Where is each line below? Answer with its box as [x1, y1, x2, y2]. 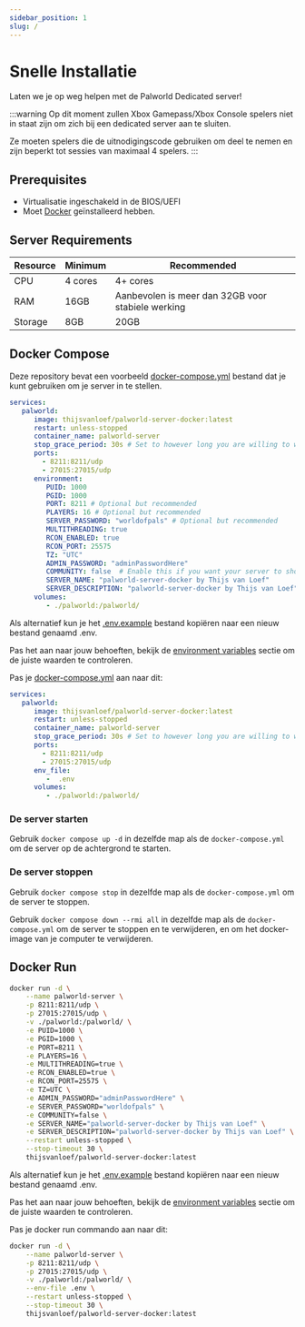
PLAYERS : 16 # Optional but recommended [45, 508, 202, 517]
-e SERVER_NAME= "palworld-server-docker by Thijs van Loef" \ [25, 1119, 266, 1129]
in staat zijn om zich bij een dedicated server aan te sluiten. [9, 118, 231, 129]
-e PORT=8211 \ [25, 1043, 84, 1052]
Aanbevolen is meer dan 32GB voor [114, 289, 268, 302]
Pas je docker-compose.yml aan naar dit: [9, 672, 163, 683]
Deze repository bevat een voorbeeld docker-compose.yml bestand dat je [9, 370, 286, 381]
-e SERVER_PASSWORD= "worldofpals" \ [25, 1102, 165, 1111]
